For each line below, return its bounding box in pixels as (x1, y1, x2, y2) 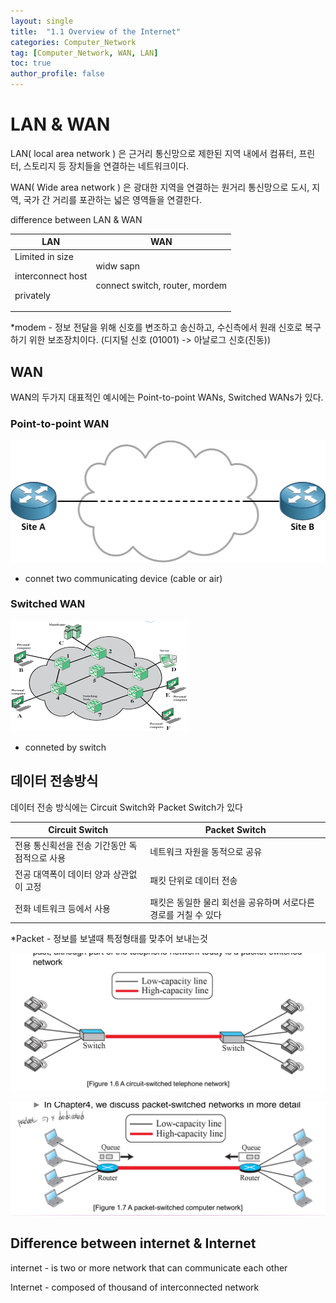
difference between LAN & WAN (10, 213, 143, 225)
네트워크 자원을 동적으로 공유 (149, 846, 263, 858)
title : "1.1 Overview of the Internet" (10, 26, 182, 37)
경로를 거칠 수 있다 (149, 908, 222, 920)
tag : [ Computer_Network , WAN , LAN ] (10, 48, 159, 58)
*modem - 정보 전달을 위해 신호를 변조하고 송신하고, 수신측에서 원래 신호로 (10, 321, 303, 334)
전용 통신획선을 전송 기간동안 (14, 840, 127, 852)
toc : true (10, 58, 52, 69)
